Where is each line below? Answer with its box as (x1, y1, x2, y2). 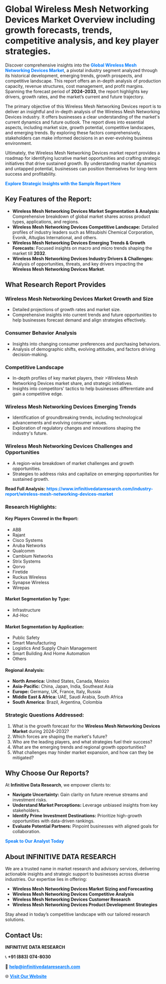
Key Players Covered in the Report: (5, 516, 79, 522)
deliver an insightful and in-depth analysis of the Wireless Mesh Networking (5, 108, 160, 115)
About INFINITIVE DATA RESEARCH (5, 853, 116, 861)
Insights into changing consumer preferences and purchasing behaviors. (12, 341, 161, 347)
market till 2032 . (12, 250, 47, 256)
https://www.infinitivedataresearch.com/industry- (46, 485, 153, 492)
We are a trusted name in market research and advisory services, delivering (5, 866, 160, 872)
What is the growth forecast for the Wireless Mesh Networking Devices (12, 723, 161, 729)
